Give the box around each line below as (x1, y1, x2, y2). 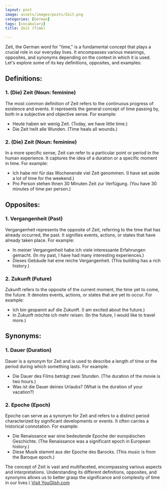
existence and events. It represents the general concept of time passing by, (5, 106, 160, 112)
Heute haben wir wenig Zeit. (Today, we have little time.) (12, 121, 128, 127)
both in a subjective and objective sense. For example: (5, 111, 117, 117)
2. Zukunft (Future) (5, 275, 52, 282)
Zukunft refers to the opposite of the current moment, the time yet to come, (5, 287, 160, 293)
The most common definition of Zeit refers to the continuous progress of (5, 100, 154, 106)
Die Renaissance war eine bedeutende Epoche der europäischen (12, 433, 146, 439)
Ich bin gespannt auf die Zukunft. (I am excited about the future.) (12, 307, 145, 313)
